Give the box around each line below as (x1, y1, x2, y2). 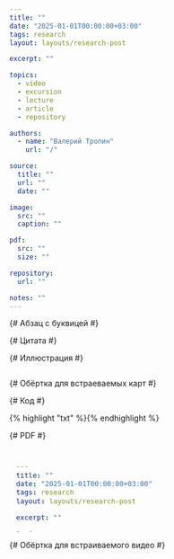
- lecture (17, 95, 54, 104)
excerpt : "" (9, 55, 54, 64)
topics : (9, 71, 39, 80)
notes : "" (9, 293, 47, 302)
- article (17, 104, 54, 113)
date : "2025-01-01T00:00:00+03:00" (9, 22, 143, 31)
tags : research (9, 30, 66, 39)
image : (9, 203, 34, 212)
